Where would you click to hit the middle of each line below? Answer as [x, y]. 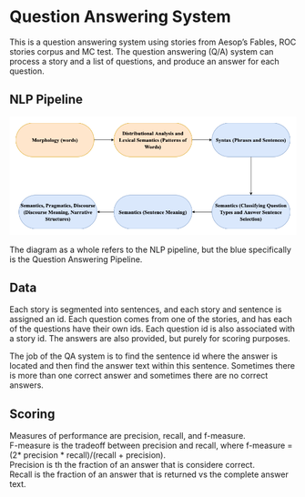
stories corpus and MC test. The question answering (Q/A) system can [142, 51]
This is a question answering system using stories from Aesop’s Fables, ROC [153, 42]
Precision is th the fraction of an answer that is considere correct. [132, 465]
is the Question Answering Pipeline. [76, 259]
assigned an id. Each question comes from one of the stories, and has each [151, 319]
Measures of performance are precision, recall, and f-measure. [127, 436]
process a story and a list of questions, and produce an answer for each [144, 61]
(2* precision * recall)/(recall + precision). [88, 455]
